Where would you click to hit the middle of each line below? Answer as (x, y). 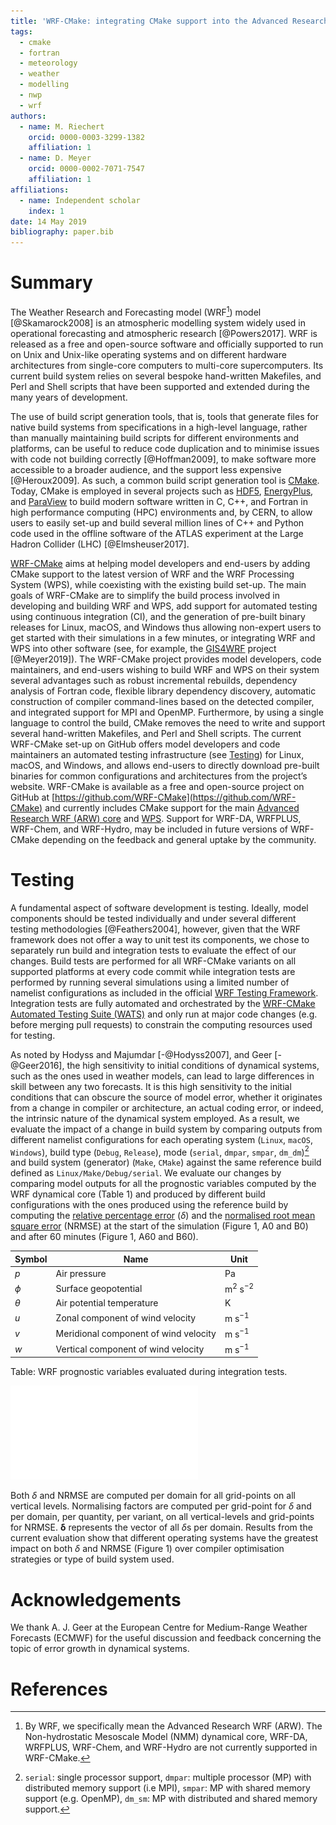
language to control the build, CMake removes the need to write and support (168, 722)
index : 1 (46, 211)
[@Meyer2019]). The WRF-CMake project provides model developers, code (166, 659)
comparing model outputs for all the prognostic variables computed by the (163, 1184)
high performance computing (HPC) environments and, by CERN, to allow (161, 512)
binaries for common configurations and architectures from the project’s (159, 776)
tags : (21, 31)
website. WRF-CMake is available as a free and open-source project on (157, 786)
